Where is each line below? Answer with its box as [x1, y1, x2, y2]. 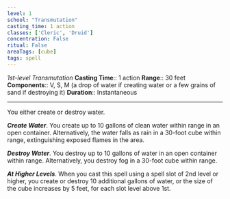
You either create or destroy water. [7, 108, 105, 116]
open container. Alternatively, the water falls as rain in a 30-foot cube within [7, 128, 221, 137]
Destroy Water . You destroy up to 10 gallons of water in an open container [7, 149, 218, 157]
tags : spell [7, 55, 41, 62]
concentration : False [7, 36, 69, 43]
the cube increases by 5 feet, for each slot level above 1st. [7, 184, 171, 192]
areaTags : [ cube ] [7, 49, 57, 56]
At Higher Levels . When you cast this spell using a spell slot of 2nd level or [7, 169, 219, 178]
